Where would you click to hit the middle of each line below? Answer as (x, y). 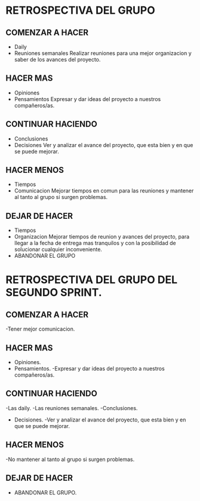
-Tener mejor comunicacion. (40, 329)
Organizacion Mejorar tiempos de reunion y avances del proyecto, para (102, 237)
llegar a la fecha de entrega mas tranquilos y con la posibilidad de (95, 243)
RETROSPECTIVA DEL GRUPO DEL (92, 280)
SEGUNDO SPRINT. (54, 293)
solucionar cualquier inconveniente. (58, 249)
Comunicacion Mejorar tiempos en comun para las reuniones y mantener (104, 191)
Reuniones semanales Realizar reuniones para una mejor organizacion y (103, 53)
